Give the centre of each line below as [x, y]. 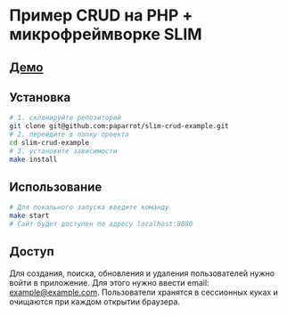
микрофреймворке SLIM [106, 34]
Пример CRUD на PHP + [101, 16]
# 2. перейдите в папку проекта [69, 134]
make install [33, 159]
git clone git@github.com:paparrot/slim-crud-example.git [119, 126]
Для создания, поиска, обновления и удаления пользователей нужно [142, 273]
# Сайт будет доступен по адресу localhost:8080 [101, 224]
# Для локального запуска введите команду [89, 207]
